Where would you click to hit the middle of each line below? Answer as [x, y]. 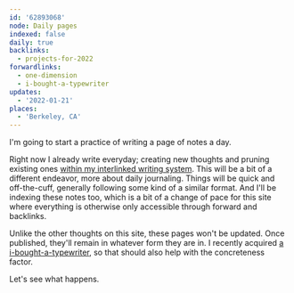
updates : [25, 92]
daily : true [31, 42]
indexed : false [37, 34]
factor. [21, 262]
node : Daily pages [43, 26]
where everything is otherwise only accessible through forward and [133, 207]
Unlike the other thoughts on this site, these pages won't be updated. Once [147, 233]
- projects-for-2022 [55, 59]
